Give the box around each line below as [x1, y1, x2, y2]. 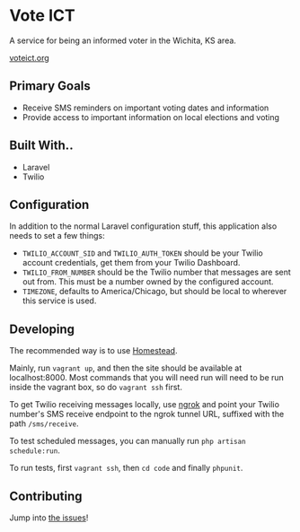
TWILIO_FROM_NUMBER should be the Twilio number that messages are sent [22, 266, 292, 278]
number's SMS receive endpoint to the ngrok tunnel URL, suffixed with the [9, 409, 285, 420]
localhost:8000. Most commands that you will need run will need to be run [9, 372, 285, 383]
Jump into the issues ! [9, 512, 89, 523]
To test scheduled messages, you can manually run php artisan [9, 436, 246, 447]
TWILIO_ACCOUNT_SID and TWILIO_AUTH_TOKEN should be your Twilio [22, 248, 263, 258]
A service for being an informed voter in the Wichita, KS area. [9, 35, 236, 46]
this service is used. [22, 295, 97, 306]
